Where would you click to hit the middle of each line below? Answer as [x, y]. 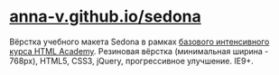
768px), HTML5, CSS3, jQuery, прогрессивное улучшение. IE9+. [132, 61]
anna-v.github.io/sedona [105, 17]
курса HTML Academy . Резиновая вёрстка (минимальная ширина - [139, 51]
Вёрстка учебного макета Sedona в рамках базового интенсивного [139, 42]
